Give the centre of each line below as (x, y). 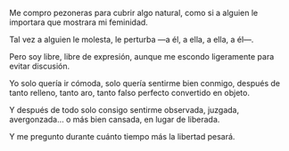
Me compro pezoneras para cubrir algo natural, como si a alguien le (134, 13)
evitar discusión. (39, 66)
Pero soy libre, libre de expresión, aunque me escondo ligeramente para (142, 56)
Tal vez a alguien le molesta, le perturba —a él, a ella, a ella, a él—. (132, 40)
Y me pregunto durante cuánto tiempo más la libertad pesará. (122, 136)
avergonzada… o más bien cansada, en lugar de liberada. (115, 119)
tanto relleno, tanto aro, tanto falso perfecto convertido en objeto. (129, 93)
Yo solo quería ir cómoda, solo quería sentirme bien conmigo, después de (145, 83)
